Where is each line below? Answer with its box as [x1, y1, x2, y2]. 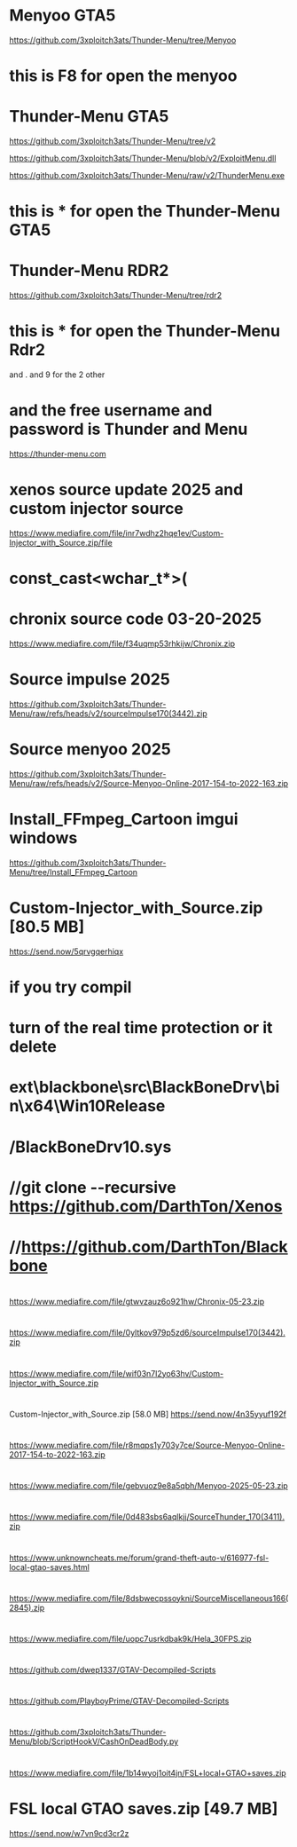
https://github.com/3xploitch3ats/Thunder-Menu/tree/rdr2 [9, 290, 223, 301]
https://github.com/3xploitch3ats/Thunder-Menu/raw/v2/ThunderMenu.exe [9, 170, 285, 181]
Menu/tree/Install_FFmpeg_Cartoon [9, 866, 138, 877]
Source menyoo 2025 [9, 739, 171, 760]
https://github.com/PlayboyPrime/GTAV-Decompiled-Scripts [9, 1696, 230, 1707]
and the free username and [9, 400, 213, 421]
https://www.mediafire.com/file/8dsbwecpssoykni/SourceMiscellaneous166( [9, 1592, 289, 1603]
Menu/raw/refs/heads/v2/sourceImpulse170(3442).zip [9, 708, 208, 719]
